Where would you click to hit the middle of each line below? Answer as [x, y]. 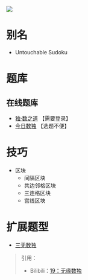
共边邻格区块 [40, 185]
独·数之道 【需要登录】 [43, 118]
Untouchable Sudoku [41, 52]
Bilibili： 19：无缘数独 [56, 270]
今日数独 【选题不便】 [42, 126]
